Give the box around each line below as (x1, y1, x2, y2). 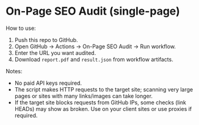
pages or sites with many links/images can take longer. (14, 92, 153, 99)
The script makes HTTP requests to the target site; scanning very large (14, 85, 194, 93)
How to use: (5, 24, 36, 32)
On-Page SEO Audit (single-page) (5, 4, 181, 18)
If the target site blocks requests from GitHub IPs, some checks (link (14, 99, 187, 106)
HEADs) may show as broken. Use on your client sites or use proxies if (14, 105, 192, 112)
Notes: (5, 67, 23, 74)
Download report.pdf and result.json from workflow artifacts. (14, 55, 173, 63)
